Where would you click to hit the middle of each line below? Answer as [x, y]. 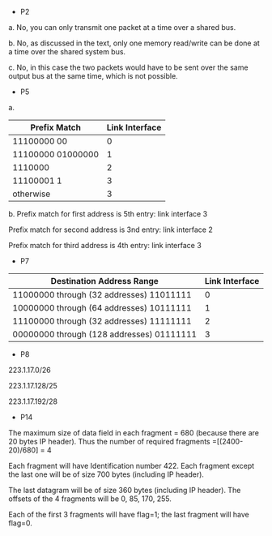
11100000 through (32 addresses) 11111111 [102, 321]
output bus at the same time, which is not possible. [93, 76]
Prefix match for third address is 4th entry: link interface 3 [105, 245]
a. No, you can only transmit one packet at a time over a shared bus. [122, 27]
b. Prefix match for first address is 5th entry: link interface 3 [108, 214]
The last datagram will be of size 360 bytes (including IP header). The [125, 490]
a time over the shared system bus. [67, 51]
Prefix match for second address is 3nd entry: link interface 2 [110, 229]
